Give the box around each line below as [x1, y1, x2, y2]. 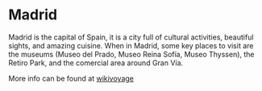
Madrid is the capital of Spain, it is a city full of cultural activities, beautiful [8, 32, 254, 42]
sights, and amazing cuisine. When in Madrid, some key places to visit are [8, 40, 254, 50]
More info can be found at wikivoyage [8, 73, 135, 83]
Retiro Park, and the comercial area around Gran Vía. [8, 58, 184, 68]
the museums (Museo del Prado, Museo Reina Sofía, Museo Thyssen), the [8, 49, 256, 59]
